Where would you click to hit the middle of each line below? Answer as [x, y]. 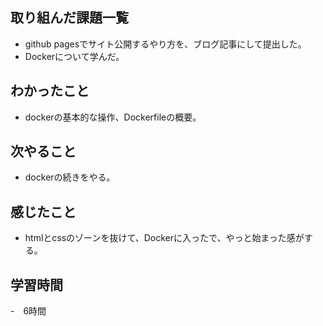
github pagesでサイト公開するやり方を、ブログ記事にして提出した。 [165, 44]
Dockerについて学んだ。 [74, 56]
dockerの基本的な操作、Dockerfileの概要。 [113, 117]
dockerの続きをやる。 [70, 177]
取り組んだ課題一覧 [69, 18]
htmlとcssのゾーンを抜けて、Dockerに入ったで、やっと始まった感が [164, 238]
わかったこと [50, 91]
